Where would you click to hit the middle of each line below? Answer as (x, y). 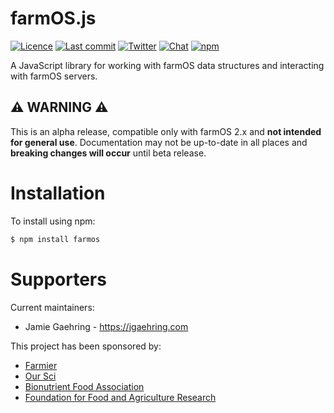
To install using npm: (53, 221)
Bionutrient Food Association (84, 386)
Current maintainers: (52, 307)
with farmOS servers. (54, 76)
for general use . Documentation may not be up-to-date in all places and (159, 142)
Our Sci (40, 376)
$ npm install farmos (55, 239)
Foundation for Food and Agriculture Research (120, 397)
